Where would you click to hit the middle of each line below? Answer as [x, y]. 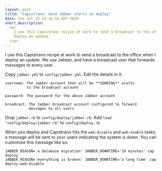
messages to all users [52, 108]
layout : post [18, 9]
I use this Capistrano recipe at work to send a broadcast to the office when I [80, 55]
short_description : [25, 23]
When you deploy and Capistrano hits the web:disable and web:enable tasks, [81, 132]
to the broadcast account [52, 87]
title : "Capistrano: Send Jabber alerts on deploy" [58, 14]
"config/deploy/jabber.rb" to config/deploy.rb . [53, 122]
